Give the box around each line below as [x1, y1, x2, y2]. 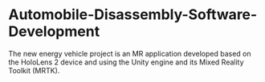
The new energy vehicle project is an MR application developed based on [8, 49, 251, 58]
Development [8, 22, 100, 41]
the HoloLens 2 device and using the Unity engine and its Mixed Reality [8, 57, 244, 67]
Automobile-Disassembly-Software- [8, 6, 258, 24]
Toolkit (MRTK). [8, 65, 60, 75]
